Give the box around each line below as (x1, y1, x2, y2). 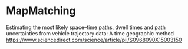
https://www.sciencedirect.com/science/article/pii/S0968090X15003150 (6, 36, 182, 43)
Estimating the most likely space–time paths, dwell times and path (6, 24, 166, 31)
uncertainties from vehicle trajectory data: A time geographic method (6, 30, 174, 37)
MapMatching (6, 4, 76, 18)
